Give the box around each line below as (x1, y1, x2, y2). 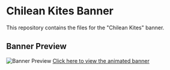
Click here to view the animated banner (52, 57, 150, 64)
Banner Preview (6, 41, 67, 51)
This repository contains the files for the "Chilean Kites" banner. (6, 24, 165, 31)
